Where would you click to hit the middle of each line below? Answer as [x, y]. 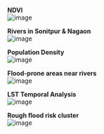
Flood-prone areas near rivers [52, 73]
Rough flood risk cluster [43, 115]
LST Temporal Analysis [42, 94]
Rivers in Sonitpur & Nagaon [49, 31]
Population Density [36, 52]
